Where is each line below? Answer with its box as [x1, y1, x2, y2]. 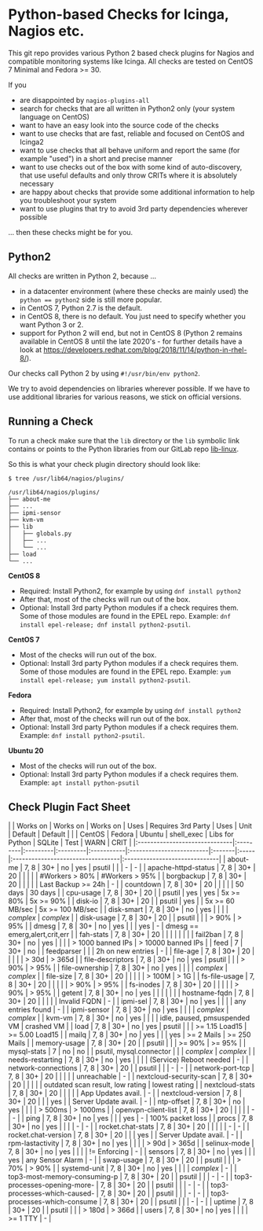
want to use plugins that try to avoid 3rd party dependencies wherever [19, 204, 249, 213]
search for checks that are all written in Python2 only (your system [19, 104, 236, 113]
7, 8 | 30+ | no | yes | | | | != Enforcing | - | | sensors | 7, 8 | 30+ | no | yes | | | [8, 1147, 256, 1156]
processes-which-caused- [8, 1189, 95, 1198]
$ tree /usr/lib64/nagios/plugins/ [8, 474, 125, 483]
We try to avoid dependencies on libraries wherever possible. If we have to [8, 384, 250, 393]
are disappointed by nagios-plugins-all [19, 95, 150, 105]
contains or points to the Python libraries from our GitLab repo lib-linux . [8, 444, 239, 454]
